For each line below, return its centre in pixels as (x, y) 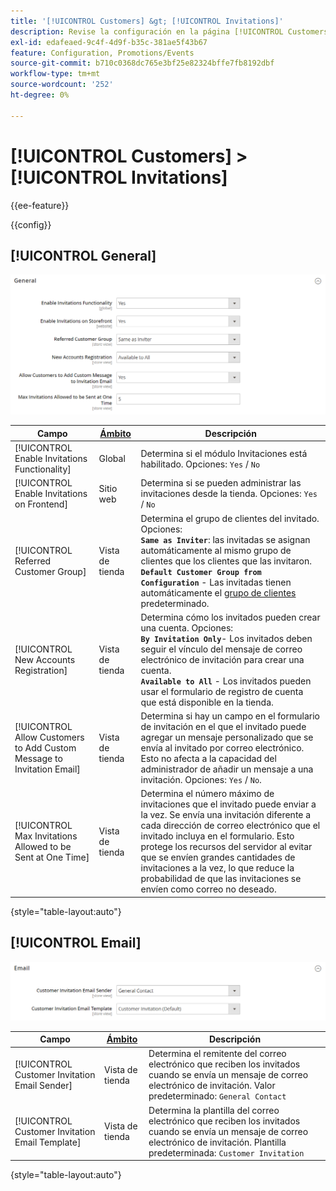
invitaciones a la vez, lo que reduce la (217, 868)
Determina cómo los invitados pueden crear (230, 617)
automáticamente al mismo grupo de (216, 550)
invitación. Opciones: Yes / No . (201, 780)
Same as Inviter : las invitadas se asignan (225, 539)
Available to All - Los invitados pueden (226, 681)
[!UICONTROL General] (83, 255)
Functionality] (43, 469)
